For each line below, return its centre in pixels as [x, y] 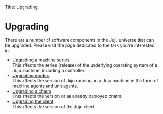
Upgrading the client [33, 101]
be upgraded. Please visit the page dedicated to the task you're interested [80, 45]
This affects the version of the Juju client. [54, 106]
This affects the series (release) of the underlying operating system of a [85, 65]
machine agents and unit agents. [45, 86]
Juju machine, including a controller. [49, 70]
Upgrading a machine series [41, 60]
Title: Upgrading [22, 7]
